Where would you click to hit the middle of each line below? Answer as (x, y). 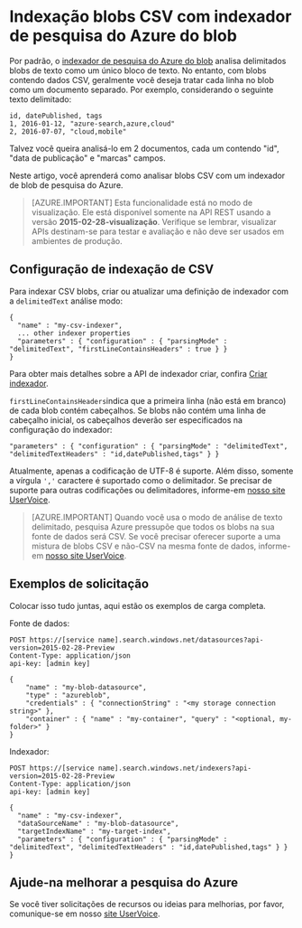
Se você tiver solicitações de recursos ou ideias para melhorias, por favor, (147, 905)
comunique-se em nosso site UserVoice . (85, 914)
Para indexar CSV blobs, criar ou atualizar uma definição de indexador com (149, 291)
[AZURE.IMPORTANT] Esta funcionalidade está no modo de (142, 202)
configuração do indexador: (61, 429)
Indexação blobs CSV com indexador (151, 17)
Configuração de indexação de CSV (112, 270)
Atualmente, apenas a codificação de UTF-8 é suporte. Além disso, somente (151, 471)
